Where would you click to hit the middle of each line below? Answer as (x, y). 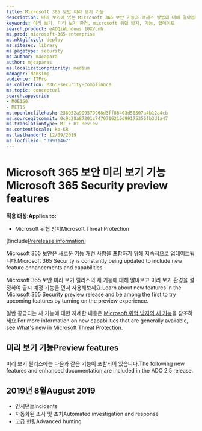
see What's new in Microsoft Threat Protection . (65, 327)
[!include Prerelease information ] (46, 241)
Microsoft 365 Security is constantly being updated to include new (99, 260)
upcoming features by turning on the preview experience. (78, 300)
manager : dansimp (28, 74)
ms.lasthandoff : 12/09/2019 (41, 135)
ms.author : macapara (32, 57)
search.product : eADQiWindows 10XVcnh (55, 29)
